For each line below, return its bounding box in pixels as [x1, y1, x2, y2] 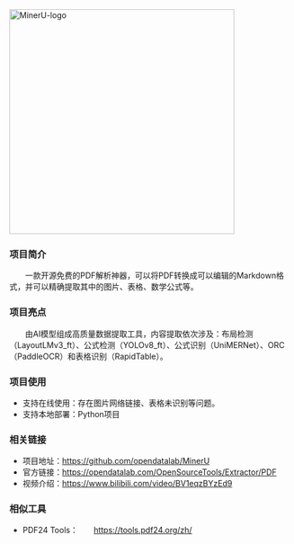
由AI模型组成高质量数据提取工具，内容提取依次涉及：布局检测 [25, 328, 254, 339]
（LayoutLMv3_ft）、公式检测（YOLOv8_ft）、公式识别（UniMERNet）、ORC [9, 339, 285, 350]
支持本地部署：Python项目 [22, 408, 120, 419]
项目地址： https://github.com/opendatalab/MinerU [22, 456, 210, 467]
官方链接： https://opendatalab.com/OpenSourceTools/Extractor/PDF [22, 467, 277, 477]
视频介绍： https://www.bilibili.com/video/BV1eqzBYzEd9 [22, 478, 233, 489]
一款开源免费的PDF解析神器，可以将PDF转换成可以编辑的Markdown [25, 270, 277, 281]
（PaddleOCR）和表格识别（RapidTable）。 [9, 351, 168, 361]
